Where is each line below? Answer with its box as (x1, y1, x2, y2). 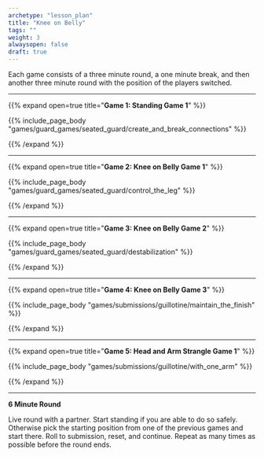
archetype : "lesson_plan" (8, 11, 93, 20)
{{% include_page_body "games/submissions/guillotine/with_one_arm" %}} (8, 362, 253, 370)
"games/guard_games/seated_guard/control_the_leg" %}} (8, 186, 196, 195)
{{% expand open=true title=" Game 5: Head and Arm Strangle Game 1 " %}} (8, 347, 255, 356)
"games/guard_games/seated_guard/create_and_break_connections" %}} (8, 124, 247, 134)
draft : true (8, 48, 47, 56)
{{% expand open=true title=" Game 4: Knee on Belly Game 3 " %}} (8, 285, 225, 294)
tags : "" (8, 26, 37, 34)
